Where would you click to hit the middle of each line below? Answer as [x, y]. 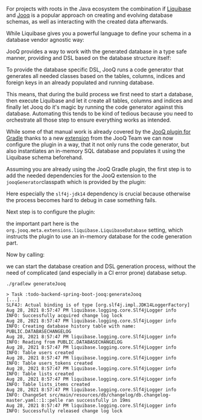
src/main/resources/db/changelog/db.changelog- [110, 395]
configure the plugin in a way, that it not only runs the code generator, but [98, 144]
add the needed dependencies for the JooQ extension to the [81, 176]
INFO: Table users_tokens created [50, 363]
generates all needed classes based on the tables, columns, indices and [96, 76]
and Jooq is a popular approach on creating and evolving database [90, 15]
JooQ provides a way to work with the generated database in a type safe [96, 51]
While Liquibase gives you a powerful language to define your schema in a [99, 33]
